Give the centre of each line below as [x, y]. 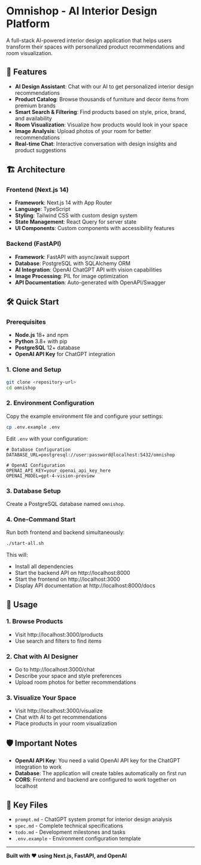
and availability [33, 118]
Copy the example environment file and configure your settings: [85, 416]
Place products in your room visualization [66, 724]
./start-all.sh [25, 544]
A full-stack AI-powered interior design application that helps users [89, 40]
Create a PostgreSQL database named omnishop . [66, 504]
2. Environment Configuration [50, 403]
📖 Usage [22, 605]
